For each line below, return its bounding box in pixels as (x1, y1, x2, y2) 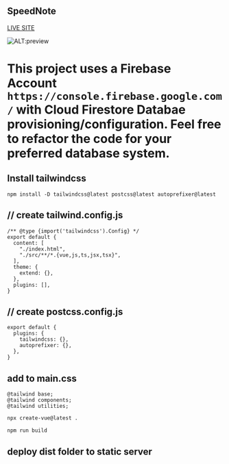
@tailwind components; (7, 397, 72, 404)
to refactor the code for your (7, 131, 172, 146)
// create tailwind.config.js (7, 209, 123, 221)
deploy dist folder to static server (7, 446, 153, 458)
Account (7, 75, 57, 91)
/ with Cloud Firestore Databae (7, 102, 186, 117)
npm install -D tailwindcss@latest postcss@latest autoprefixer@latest (7, 191, 216, 198)
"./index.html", (19, 246, 67, 253)
